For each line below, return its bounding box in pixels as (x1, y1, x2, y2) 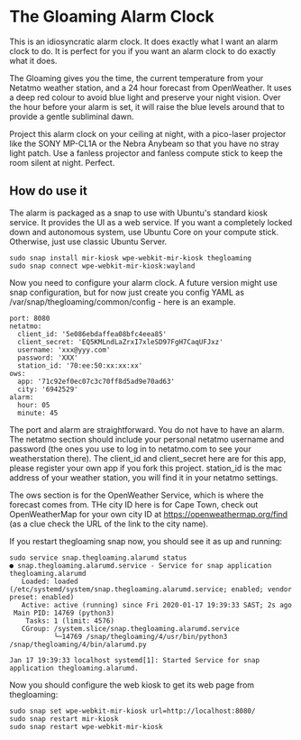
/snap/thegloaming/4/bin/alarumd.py (9, 640, 147, 649)
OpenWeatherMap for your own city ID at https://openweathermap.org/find (9, 508, 288, 519)
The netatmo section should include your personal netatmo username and (9, 434, 285, 444)
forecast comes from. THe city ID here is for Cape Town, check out (9, 498, 259, 510)
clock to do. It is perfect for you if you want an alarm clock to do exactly (9, 45, 277, 56)
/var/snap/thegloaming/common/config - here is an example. (9, 296, 236, 307)
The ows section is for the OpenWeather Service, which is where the (9, 489, 264, 500)
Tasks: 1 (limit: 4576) (25, 616, 115, 626)
